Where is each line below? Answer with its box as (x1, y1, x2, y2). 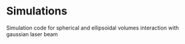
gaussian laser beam (6, 30, 58, 37)
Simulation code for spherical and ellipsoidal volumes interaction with (6, 24, 180, 31)
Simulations (6, 4, 68, 18)
